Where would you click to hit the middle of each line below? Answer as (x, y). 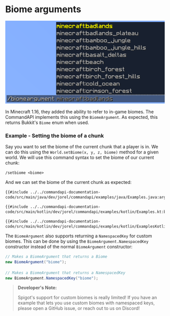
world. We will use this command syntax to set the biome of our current (80, 157)
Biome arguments (43, 9)
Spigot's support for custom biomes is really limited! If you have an (87, 298)
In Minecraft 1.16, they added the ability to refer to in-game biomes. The (80, 112)
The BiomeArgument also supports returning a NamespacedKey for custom (79, 236)
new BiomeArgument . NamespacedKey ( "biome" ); (52, 278)
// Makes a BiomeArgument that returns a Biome (56, 257)
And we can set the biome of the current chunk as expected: (68, 182)
